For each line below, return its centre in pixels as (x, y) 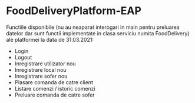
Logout (23, 57)
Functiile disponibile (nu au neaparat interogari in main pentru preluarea (93, 27)
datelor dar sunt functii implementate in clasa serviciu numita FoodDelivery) (98, 33)
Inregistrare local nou (40, 69)
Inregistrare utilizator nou (45, 64)
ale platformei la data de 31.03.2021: (50, 39)
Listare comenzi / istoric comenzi (55, 88)
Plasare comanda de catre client (54, 82)
